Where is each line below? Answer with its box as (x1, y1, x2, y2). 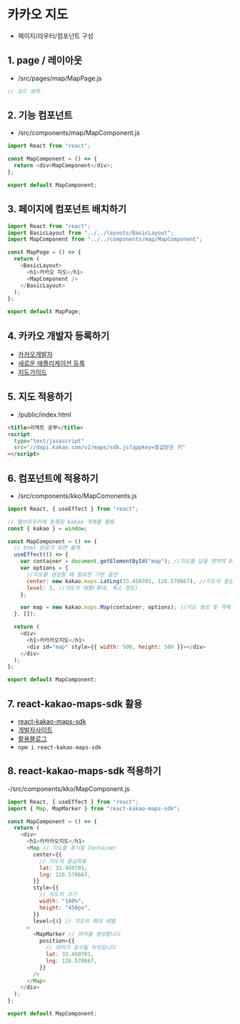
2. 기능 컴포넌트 (7, 109, 73, 121)
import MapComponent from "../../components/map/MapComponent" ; (7, 236, 203, 243)
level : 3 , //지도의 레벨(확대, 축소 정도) (26, 584, 139, 592)
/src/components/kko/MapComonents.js (17, 491, 137, 500)
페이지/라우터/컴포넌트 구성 (17, 31, 94, 40)
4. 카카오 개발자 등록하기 (7, 329, 109, 342)
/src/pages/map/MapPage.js (17, 74, 102, 82)
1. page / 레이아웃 (7, 54, 83, 66)
